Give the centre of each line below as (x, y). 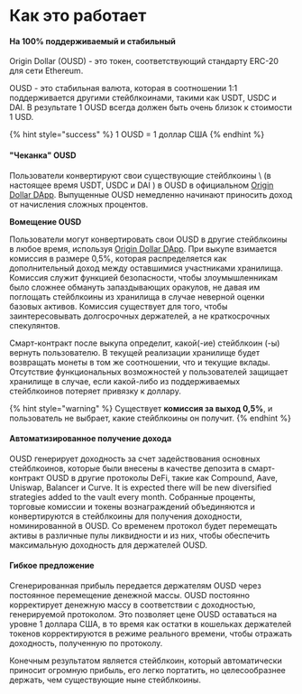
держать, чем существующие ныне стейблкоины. (105, 680)
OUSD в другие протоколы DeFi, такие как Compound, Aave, (162, 477)
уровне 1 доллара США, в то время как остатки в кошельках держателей (151, 624)
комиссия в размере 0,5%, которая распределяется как (118, 258)
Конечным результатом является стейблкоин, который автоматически (146, 661)
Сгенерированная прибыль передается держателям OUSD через (135, 586)
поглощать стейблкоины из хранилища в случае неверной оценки (137, 296)
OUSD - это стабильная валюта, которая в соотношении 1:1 (124, 88)
